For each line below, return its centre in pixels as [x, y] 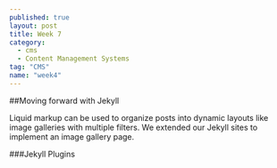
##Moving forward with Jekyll [64, 100]
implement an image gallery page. [72, 136]
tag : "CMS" [29, 68]
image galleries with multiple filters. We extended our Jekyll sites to [134, 127]
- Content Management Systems [73, 59]
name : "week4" [36, 76]
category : [28, 42]
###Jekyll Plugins [42, 154]
